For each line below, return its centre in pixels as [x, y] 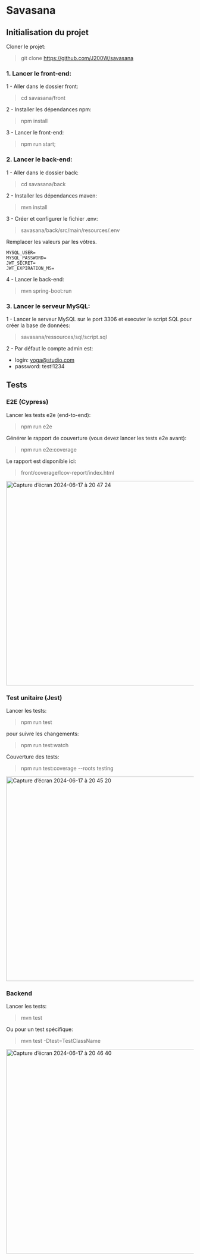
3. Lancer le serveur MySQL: [48, 306]
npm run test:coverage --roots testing [67, 768]
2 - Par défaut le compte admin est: [50, 348]
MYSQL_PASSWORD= [26, 258]
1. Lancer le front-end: [39, 73]
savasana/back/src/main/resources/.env [70, 230]
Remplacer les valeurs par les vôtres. [51, 242]
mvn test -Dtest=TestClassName [61, 1041]
